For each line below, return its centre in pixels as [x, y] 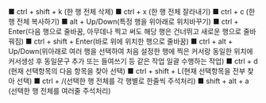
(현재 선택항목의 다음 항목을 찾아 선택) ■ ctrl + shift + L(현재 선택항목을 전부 [127, 71]
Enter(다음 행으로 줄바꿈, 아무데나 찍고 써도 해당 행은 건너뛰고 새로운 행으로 [125, 31]
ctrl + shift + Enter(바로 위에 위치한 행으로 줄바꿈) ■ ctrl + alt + [133, 41]
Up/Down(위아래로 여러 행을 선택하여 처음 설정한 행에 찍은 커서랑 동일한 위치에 [131, 51]
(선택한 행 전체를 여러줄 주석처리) [60, 91]
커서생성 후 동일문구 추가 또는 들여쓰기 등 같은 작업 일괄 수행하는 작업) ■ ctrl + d [133, 61]
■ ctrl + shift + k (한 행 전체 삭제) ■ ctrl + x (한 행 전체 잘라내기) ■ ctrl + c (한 [132, 11]
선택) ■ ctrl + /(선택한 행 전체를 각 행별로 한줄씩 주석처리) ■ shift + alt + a [133, 81]
